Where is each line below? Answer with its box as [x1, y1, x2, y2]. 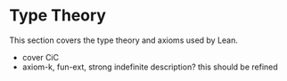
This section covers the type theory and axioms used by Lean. [9, 35, 239, 45]
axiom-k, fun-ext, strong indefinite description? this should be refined [21, 61, 278, 72]
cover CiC [21, 52, 60, 62]
